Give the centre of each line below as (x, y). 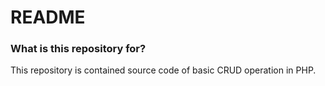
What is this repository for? (78, 49)
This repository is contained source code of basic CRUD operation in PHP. (163, 70)
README (48, 17)
